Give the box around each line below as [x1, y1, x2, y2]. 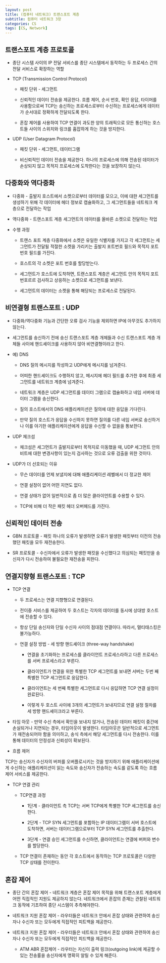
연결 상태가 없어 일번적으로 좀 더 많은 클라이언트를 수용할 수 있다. [19, 492, 145, 498]
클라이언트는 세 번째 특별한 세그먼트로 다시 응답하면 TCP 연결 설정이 [27, 685, 159, 691]
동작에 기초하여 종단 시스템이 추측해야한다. [17, 902, 100, 908]
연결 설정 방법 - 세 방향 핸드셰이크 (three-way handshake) [19, 641, 134, 647]
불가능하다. [19, 631, 42, 637]
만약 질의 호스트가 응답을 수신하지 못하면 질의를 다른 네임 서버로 [19, 417, 143, 423]
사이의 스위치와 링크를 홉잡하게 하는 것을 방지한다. [29, 125, 126, 132]
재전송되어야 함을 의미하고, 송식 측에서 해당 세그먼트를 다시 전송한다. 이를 [17, 731, 160, 737]
